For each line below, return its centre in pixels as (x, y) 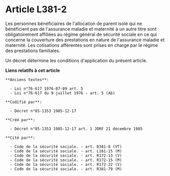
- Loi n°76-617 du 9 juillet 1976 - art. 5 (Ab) (63, 93)
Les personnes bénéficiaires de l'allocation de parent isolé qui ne (74, 23)
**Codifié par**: (24, 102)
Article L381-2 (36, 9)
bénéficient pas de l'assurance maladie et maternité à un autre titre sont (81, 29)
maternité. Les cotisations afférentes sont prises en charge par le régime (82, 45)
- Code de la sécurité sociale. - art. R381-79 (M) (66, 169)
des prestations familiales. (33, 51)
